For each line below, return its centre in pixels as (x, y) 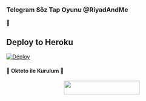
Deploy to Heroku (40, 42)
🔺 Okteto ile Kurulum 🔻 (35, 71)
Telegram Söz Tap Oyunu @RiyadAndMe (67, 10)
